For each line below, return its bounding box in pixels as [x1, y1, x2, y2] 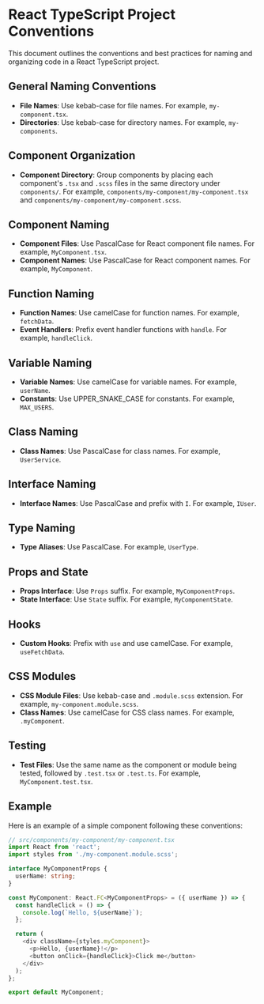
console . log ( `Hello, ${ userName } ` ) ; [22, 908, 144, 916]
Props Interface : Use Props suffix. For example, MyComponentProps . [19, 587, 236, 596]
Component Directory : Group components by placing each [19, 170, 213, 179]
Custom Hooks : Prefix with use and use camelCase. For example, [19, 639, 233, 648]
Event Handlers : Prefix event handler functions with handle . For [19, 325, 227, 334]
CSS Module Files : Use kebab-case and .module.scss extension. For [19, 690, 243, 700]
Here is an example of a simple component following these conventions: [8, 821, 243, 830]
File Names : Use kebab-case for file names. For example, [19, 100, 208, 110]
